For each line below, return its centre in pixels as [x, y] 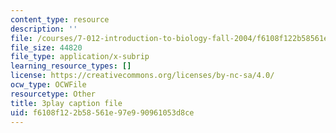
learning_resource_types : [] [71, 66]
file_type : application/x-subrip [80, 57]
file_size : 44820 [46, 47]
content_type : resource [60, 19]
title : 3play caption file [66, 103]
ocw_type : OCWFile [48, 85]
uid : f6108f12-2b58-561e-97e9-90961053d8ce [102, 112]
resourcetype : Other [53, 94]
